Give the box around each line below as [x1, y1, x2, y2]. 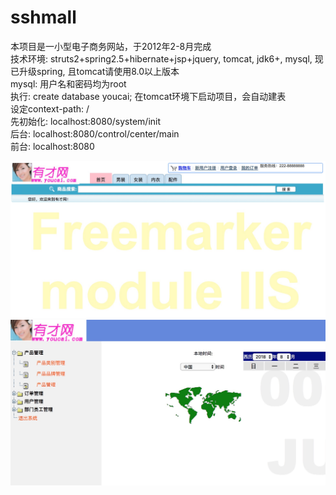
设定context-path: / [10, 102, 90, 115]
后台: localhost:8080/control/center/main [10, 127, 180, 140]
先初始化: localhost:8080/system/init [10, 115, 162, 127]
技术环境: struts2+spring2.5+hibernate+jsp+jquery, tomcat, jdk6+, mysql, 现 [10, 52, 324, 65]
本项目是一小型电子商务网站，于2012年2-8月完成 [10, 40, 212, 52]
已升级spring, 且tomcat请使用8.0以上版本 [10, 65, 180, 77]
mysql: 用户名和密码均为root [10, 77, 127, 90]
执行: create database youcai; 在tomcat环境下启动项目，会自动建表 [10, 90, 287, 102]
